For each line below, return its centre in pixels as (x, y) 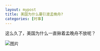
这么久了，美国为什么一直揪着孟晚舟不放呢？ (50, 33)
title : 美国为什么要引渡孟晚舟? (34, 14)
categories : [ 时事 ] (24, 19)
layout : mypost (21, 10)
